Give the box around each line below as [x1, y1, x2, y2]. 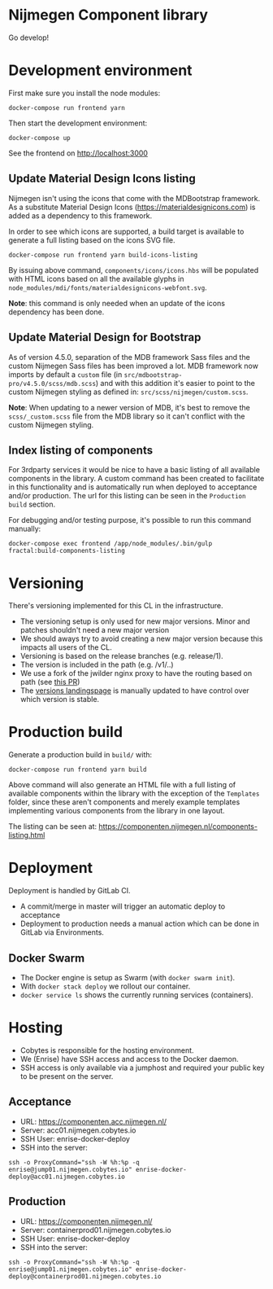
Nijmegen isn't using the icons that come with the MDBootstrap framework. [8, 193, 261, 203]
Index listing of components [8, 443, 153, 457]
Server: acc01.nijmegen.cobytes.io [19, 1125, 136, 1135]
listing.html [8, 831, 45, 840]
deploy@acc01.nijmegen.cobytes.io [8, 1173, 126, 1181]
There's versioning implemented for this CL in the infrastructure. [8, 601, 223, 611]
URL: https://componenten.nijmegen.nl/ [19, 1216, 153, 1226]
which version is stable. [19, 695, 100, 704]
